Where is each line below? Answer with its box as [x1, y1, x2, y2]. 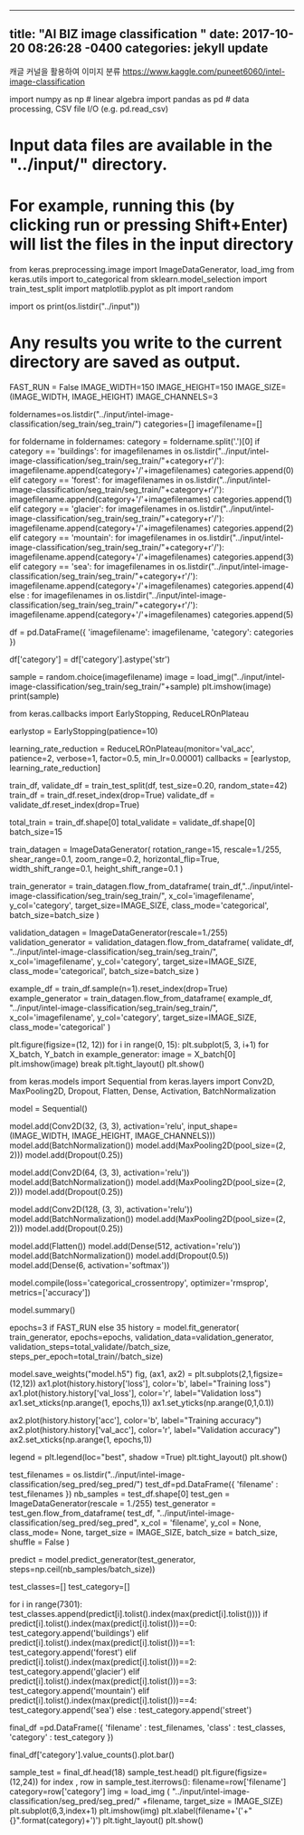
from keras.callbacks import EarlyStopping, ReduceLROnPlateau [9, 708, 250, 719]
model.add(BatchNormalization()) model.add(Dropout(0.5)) [9, 1250, 229, 1261]
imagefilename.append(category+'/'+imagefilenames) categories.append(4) [9, 580, 294, 591]
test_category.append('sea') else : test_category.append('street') [9, 1704, 252, 1716]
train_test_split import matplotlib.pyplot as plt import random [9, 282, 233, 294]
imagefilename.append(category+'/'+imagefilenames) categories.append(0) [9, 464, 294, 475]
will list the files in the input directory [9, 234, 294, 254]
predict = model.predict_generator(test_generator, [9, 1553, 196, 1564]
